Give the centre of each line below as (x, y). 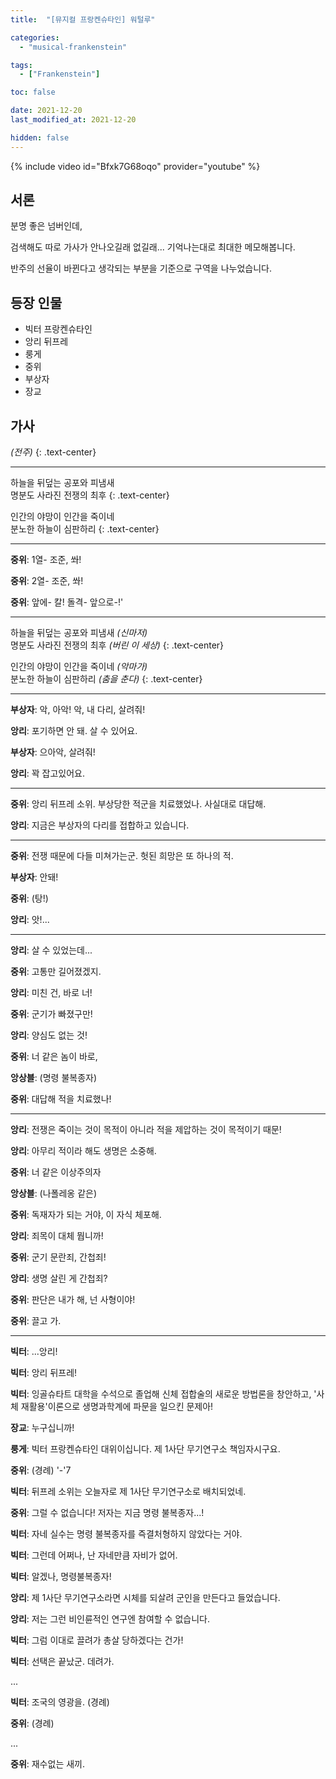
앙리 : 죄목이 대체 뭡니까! (57, 1236)
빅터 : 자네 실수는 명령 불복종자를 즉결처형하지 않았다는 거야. (126, 1534)
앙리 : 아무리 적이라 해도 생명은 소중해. (83, 1151)
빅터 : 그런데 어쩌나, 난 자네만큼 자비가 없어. (94, 1555)
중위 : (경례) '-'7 (41, 1470)
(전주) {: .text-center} (53, 452)
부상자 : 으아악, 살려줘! (53, 752)
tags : (21, 65)
